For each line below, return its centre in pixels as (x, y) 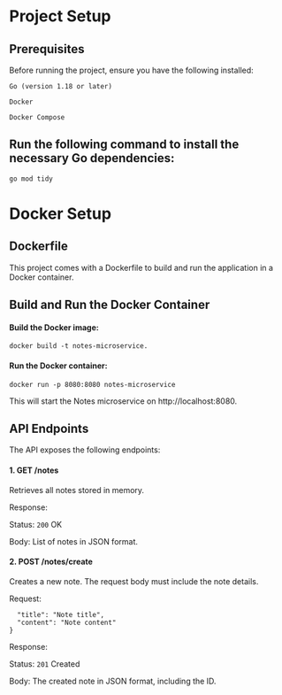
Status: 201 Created (45, 664)
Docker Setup (61, 213)
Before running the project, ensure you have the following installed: (131, 70)
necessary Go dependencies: (92, 158)
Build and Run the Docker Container (110, 305)
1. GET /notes (34, 470)
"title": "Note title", (61, 614)
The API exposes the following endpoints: (85, 450)
